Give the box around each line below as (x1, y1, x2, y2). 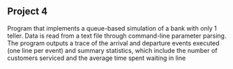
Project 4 (7, 6, 47, 17)
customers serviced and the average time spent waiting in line (7, 54, 186, 62)
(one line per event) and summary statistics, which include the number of (7, 46, 218, 54)
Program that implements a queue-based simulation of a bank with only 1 (7, 24, 218, 32)
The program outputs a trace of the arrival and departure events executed (7, 38, 220, 47)
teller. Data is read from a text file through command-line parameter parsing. (7, 31, 227, 40)
